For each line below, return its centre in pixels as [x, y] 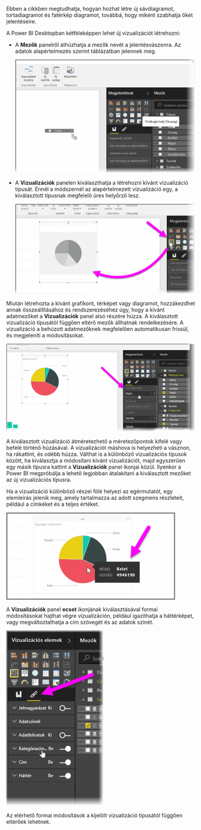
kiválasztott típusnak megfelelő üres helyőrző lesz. [77, 195]
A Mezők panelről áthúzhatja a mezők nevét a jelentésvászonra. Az [98, 45]
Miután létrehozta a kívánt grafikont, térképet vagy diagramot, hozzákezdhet [101, 304]
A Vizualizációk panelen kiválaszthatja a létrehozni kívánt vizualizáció [102, 182]
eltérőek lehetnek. [28, 822]
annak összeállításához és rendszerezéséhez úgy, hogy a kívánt [85, 310]
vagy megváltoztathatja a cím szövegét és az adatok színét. [80, 622]
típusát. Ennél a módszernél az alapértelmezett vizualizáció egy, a [96, 189]
